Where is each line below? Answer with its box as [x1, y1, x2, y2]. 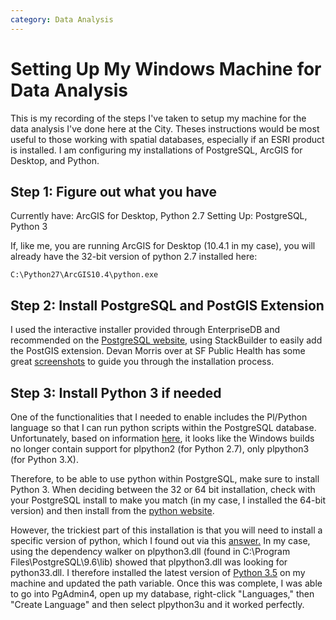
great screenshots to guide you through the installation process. [10, 356, 275, 368]
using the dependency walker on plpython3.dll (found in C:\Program [10, 546, 291, 557]
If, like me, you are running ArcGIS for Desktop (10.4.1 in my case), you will [10, 240, 316, 252]
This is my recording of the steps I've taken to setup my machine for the [10, 112, 307, 124]
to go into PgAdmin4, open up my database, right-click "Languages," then [10, 588, 315, 600]
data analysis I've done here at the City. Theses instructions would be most [10, 122, 320, 135]
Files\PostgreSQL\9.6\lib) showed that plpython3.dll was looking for [10, 556, 288, 568]
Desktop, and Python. [10, 154, 100, 166]
